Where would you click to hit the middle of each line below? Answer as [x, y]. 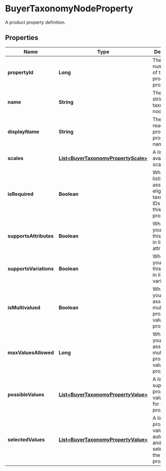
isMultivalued [24, 308]
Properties [22, 38]
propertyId [21, 72]
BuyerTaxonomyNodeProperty [69, 9]
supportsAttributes [31, 236]
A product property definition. [35, 22]
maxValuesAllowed [31, 353]
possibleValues [26, 394]
